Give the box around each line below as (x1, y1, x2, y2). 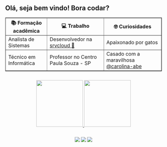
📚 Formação (10, 19, 42, 26)
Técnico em (8, 53, 36, 60)
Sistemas (8, 42, 30, 49)
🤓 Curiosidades (113, 23, 152, 30)
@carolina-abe (106, 63, 142, 70)
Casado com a (106, 50, 140, 57)
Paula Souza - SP (49, 60, 91, 67)
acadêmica (13, 27, 40, 34)
